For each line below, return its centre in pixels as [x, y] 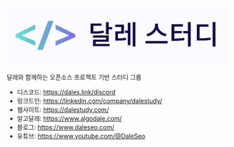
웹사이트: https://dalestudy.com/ [63, 110]
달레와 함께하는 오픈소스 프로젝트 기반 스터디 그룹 [74, 77]
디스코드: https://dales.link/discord [66, 92]
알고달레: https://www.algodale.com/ [69, 119]
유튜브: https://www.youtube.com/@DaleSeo [81, 136]
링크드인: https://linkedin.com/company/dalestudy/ [89, 101]
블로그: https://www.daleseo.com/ [65, 127]
